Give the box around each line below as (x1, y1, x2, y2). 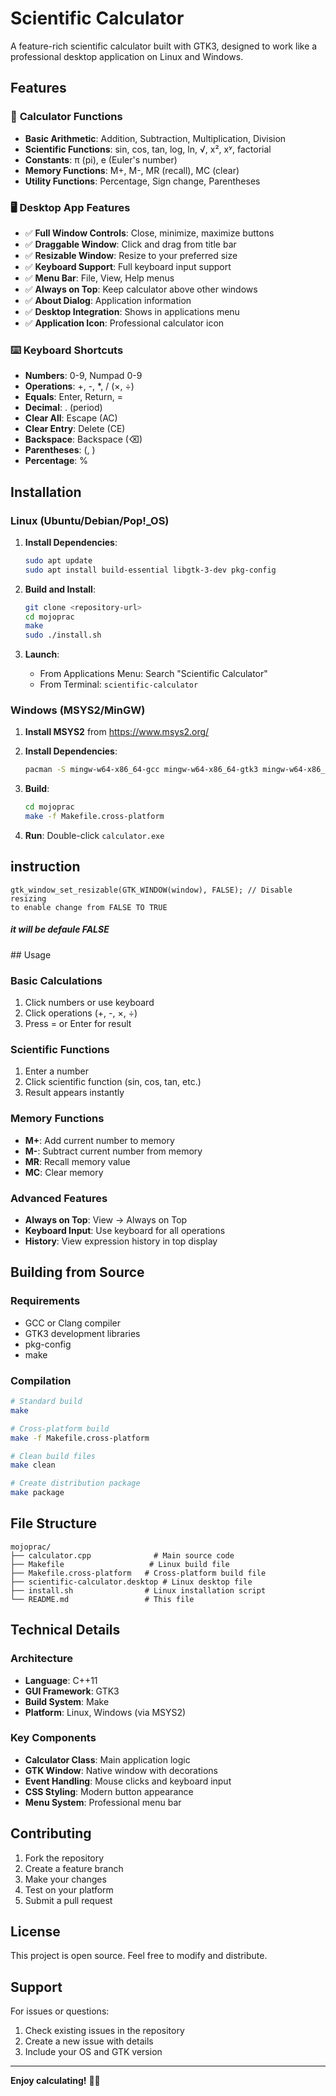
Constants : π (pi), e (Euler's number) (24, 153, 178, 166)
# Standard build (10, 1397, 83, 1407)
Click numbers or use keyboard (24, 997, 155, 1009)
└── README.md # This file (10, 1594, 195, 1604)
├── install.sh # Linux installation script (10, 1585, 267, 1596)
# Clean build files (10, 1451, 97, 1461)
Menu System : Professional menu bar (24, 1796, 182, 1808)
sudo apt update (24, 555, 93, 566)
